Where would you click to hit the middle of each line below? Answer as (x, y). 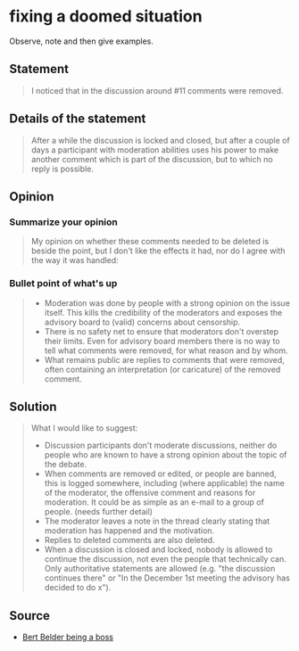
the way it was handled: (75, 260)
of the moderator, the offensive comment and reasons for (150, 493)
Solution (33, 406)
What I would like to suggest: (84, 428)
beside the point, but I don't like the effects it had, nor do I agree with (158, 251)
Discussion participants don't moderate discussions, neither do (161, 445)
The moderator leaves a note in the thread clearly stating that (157, 521)
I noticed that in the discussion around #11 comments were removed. (157, 90)
